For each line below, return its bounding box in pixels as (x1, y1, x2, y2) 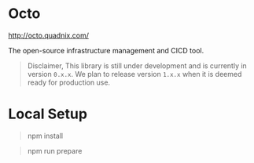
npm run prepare (27, 146, 83, 155)
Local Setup (8, 105, 88, 123)
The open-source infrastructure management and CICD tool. (8, 45, 204, 55)
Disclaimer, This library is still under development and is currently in (27, 60, 248, 71)
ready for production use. (27, 78, 111, 87)
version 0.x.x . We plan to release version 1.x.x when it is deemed (27, 69, 242, 78)
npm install (27, 131, 64, 140)
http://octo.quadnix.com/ (8, 31, 89, 40)
